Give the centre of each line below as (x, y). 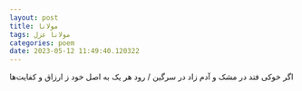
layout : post (34, 18)
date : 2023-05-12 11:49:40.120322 (75, 51)
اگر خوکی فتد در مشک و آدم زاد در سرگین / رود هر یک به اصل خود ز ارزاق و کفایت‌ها (151, 77)
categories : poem (42, 43)
